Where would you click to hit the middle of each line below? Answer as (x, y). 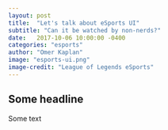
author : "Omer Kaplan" (46, 52)
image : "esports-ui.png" (49, 60)
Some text (25, 118)
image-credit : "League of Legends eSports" (81, 67)
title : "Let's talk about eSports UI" (74, 23)
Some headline (46, 99)
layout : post (30, 15)
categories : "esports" (46, 45)
